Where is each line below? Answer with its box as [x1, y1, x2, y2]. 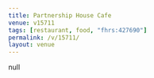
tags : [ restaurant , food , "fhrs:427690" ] [8, 26, 148, 34]
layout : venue [8, 41, 56, 49]
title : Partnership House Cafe [8, 11, 112, 20]
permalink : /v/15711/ [8, 33, 80, 42]
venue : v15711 [8, 19, 56, 27]
